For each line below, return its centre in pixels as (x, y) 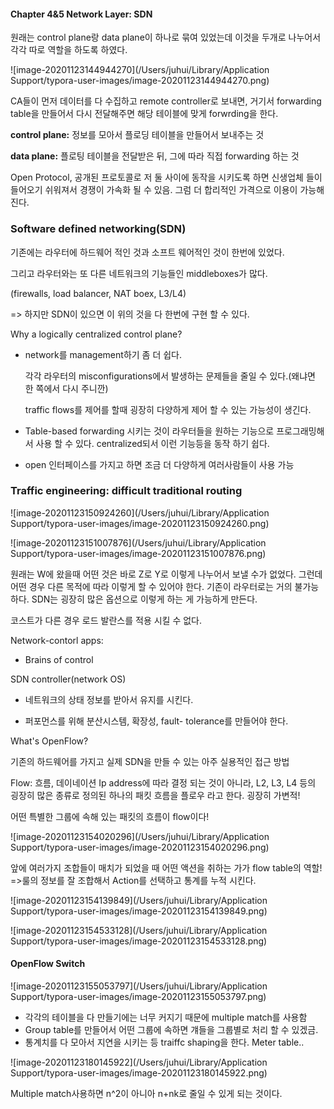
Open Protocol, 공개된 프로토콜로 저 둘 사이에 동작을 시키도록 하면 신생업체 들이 (166, 177)
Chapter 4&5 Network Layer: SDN (81, 14)
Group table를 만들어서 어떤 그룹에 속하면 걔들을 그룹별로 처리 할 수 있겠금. (171, 1029)
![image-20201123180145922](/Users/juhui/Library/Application (139, 1062)
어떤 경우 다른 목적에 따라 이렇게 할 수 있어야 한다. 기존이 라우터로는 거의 (151, 586)
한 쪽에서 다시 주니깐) (66, 388)
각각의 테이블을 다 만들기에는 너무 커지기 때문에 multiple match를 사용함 (166, 1017)
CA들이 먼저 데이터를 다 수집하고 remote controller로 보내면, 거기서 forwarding (166, 101)
